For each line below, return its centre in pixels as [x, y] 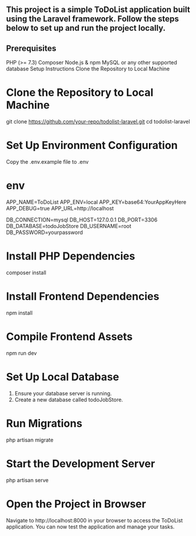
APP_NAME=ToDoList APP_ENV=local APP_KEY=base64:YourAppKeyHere [96, 202]
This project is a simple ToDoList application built [98, 10]
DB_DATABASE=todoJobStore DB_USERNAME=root [69, 226]
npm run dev [21, 353]
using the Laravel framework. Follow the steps [93, 19]
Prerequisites [31, 48]
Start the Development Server [81, 464]
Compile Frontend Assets [69, 337]
